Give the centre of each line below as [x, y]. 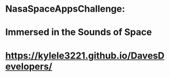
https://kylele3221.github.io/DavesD [85, 55]
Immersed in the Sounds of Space [79, 32]
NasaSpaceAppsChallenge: [65, 9]
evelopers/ [29, 66]
